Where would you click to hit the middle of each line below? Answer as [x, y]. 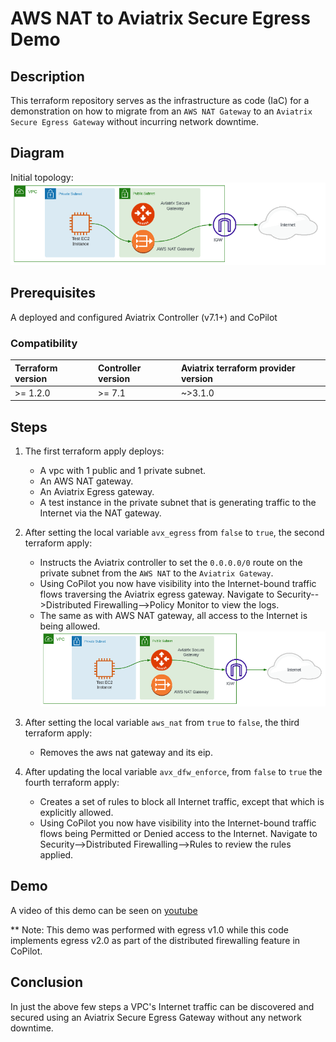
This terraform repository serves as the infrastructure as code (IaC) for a [160, 100]
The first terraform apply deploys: [94, 451]
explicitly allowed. [76, 813]
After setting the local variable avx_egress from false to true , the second [174, 533]
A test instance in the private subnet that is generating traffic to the [178, 503]
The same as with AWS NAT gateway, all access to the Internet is [173, 616]
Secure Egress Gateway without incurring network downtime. [134, 121]
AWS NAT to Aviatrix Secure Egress [160, 18]
